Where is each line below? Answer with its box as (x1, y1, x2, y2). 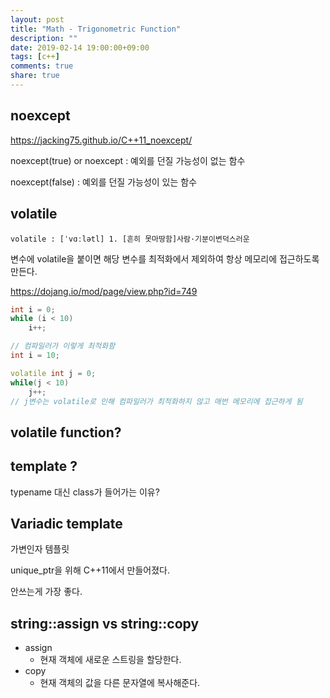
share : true (10, 71, 60, 81)
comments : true (10, 61, 74, 71)
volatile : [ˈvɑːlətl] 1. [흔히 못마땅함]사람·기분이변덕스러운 (10, 234, 250, 244)
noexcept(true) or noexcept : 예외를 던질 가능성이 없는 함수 (10, 154, 246, 166)
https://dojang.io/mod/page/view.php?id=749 (10, 285, 198, 297)
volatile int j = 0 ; (10, 368, 97, 378)
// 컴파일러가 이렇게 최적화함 (10, 341, 116, 351)
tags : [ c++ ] (10, 52, 60, 62)
